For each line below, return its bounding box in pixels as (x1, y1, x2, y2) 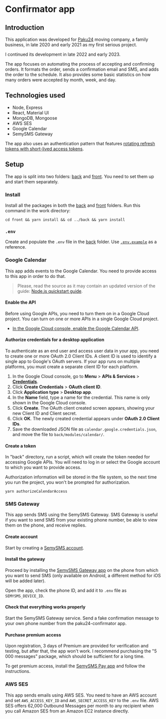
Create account (5, 534, 38, 540)
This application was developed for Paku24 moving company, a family (5, 36, 149, 42)
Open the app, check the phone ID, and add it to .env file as (5, 587, 127, 593)
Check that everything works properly (5, 604, 86, 610)
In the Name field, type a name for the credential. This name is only (12, 394, 150, 400)
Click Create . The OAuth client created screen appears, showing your (12, 405, 155, 411)
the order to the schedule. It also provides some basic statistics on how (5, 72, 151, 78)
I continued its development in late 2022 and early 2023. (5, 51, 121, 57)
